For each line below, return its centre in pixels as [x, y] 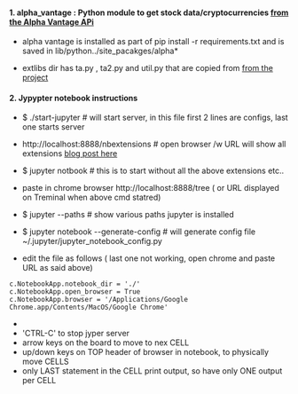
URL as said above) [57, 268]
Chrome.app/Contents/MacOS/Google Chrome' [89, 307]
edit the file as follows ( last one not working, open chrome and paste [149, 258]
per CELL [39, 381]
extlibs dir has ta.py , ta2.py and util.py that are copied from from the [147, 68]
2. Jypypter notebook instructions [74, 98]
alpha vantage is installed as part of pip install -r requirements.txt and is [153, 42]
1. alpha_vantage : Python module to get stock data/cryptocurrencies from [149, 12]
